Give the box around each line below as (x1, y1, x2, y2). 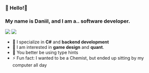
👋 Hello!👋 (5, 4, 28, 11)
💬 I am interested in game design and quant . (12, 44, 104, 50)
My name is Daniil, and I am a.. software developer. (5, 17, 131, 24)
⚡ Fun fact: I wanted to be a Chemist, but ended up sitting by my (12, 55, 144, 61)
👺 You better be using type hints (12, 49, 78, 56)
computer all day (12, 62, 47, 68)
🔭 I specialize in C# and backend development (12, 39, 109, 45)
